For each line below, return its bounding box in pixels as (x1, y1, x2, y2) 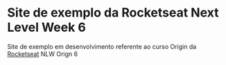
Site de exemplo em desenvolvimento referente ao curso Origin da (7, 42, 197, 50)
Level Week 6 (7, 19, 87, 35)
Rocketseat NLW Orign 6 (7, 50, 78, 58)
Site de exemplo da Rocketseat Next (7, 5, 219, 21)
